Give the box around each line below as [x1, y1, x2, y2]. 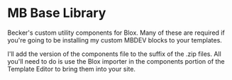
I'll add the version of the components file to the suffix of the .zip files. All [7, 50, 221, 58]
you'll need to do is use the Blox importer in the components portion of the [7, 57, 225, 65]
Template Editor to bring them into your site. [7, 64, 136, 73]
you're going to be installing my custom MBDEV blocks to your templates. [7, 35, 222, 44]
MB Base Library [7, 5, 106, 21]
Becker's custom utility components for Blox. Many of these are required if [7, 28, 225, 37]
